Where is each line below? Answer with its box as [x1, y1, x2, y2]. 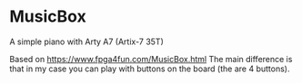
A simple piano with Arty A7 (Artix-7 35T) [9, 36, 164, 47]
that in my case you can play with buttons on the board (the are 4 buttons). [9, 63, 290, 74]
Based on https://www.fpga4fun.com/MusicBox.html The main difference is [9, 53, 293, 64]
